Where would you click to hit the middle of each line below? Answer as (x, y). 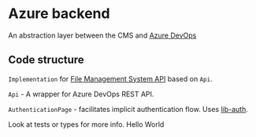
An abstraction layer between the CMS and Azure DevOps (102, 35)
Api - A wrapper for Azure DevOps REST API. (81, 94)
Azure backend (59, 14)
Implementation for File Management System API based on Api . (110, 78)
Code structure (46, 60)
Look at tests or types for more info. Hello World (86, 124)
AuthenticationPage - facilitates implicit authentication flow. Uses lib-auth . (128, 109)
